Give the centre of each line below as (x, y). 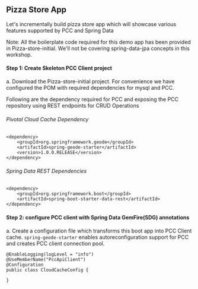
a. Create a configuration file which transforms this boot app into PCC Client (99, 231)
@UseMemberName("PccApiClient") (46, 259)
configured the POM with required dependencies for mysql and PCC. (90, 88)
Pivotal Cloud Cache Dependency (47, 119)
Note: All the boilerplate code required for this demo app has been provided (98, 42)
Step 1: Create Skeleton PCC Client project (59, 68)
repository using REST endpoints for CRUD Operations (73, 106)
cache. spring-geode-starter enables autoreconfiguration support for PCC (98, 237)
